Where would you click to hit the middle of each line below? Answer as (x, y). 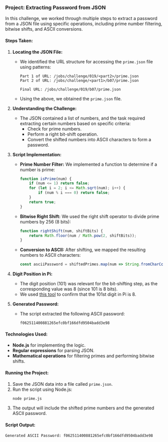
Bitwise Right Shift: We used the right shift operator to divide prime (89, 216)
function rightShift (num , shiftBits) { (61, 231)
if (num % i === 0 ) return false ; (74, 193)
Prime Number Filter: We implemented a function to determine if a (88, 164)
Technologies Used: (26, 334)
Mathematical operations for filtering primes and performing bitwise (83, 356)
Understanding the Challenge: (44, 108)
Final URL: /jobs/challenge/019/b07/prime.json (70, 89)
